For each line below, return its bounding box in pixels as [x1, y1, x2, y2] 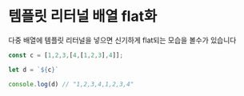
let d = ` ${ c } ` [8, 66, 59, 74]
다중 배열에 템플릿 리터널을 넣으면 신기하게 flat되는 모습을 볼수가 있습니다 [8, 35, 237, 45]
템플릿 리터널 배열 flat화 [8, 7, 158, 26]
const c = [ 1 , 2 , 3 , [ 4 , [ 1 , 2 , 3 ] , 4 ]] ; [8, 51, 124, 59]
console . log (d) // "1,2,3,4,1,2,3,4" [8, 80, 134, 88]
